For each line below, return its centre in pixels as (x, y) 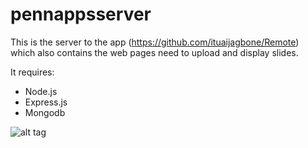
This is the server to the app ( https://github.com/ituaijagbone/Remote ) (155, 42)
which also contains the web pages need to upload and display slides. (154, 52)
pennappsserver (81, 14)
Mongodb (45, 112)
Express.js (46, 102)
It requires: (32, 72)
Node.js (41, 91)
